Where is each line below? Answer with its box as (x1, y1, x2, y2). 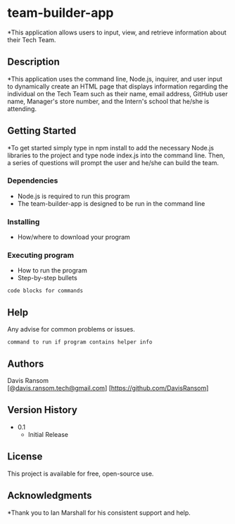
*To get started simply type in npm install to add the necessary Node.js (7, 143, 215, 152)
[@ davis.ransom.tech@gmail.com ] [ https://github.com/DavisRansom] (7, 384, 209, 393)
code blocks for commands (7, 287, 83, 294)
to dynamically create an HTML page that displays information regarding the (7, 82, 229, 91)
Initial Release (27, 430, 69, 438)
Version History (7, 404, 77, 416)
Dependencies (7, 176, 58, 185)
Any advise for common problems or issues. (7, 325, 136, 334)
